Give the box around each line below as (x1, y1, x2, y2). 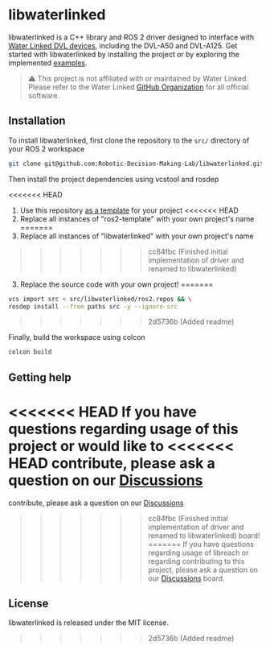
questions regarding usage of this (8, 420, 239, 438)
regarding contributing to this (148, 556, 245, 565)
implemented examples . (8, 58, 88, 68)
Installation (8, 114, 66, 128)
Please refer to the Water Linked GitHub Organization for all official (27, 82, 249, 92)
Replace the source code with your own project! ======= (19, 279, 214, 289)
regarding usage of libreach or (148, 548, 249, 557)
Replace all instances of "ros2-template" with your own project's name (19, 213, 255, 223)
